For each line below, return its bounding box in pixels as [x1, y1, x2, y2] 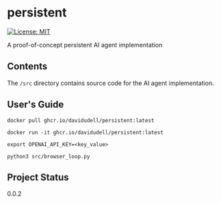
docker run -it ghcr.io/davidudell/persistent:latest [7, 129, 164, 136]
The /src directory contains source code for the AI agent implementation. [7, 79, 214, 87]
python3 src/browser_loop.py [7, 153, 90, 160]
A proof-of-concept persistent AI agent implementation [7, 40, 163, 49]
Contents [7, 60, 48, 73]
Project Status [7, 171, 70, 183]
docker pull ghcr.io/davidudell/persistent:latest [7, 117, 155, 124]
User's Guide [7, 99, 64, 110]
